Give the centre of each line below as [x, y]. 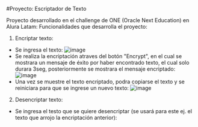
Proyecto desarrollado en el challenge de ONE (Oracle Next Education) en [98, 20]
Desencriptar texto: [39, 99]
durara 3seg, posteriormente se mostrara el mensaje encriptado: [95, 69]
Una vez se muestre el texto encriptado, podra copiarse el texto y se [100, 81]
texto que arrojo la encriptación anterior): [66, 117]
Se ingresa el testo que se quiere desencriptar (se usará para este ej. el [104, 111]
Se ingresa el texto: [39, 50]
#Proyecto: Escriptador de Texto [46, 9]
